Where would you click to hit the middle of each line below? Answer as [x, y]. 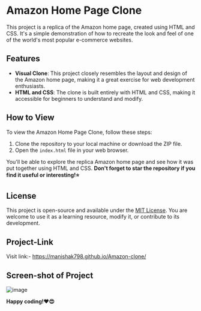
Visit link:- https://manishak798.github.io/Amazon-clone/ [76, 256]
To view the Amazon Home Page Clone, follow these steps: [79, 132]
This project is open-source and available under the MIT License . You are [97, 210]
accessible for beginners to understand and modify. [79, 98]
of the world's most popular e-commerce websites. [70, 40]
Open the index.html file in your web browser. [72, 150]
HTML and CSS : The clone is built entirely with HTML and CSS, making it [105, 92]
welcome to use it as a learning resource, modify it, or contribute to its [93, 217]
